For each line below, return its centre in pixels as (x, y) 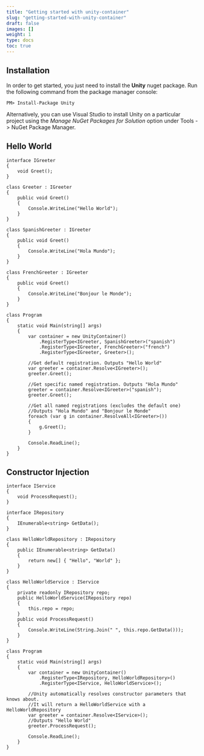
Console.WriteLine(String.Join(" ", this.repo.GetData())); (106, 630)
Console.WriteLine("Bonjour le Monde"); (80, 294)
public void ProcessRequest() (56, 620)
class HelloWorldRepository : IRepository (61, 540)
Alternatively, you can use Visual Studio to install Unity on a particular (93, 114)
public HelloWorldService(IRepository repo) (75, 598)
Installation (28, 71)
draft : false (23, 23)
